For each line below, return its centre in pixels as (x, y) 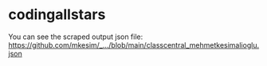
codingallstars (57, 15)
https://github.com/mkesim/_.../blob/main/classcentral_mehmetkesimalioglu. (134, 45)
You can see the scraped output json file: (76, 37)
